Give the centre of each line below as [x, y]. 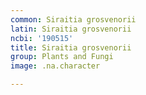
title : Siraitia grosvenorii [71, 47]
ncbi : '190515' [42, 38]
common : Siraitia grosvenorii [73, 19]
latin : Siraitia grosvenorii [71, 29]
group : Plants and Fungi [62, 57]
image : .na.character [55, 66]
